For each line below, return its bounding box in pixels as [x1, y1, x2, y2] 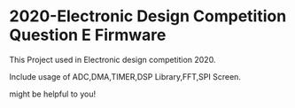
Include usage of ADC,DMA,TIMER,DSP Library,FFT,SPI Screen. [9, 71, 242, 81]
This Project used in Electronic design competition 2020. [9, 54, 216, 65]
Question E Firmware [9, 25, 167, 45]
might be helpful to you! [9, 89, 96, 99]
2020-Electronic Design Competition [9, 6, 287, 27]
